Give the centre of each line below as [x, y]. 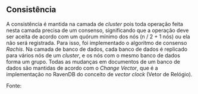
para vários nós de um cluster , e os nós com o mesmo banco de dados [93, 55]
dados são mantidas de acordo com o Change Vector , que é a [82, 68]
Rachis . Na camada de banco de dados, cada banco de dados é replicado [97, 49]
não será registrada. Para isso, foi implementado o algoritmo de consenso [97, 43]
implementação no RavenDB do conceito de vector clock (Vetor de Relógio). [99, 74]
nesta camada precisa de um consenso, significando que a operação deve [98, 30]
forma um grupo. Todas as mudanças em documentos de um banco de [93, 61]
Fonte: [14, 86]
